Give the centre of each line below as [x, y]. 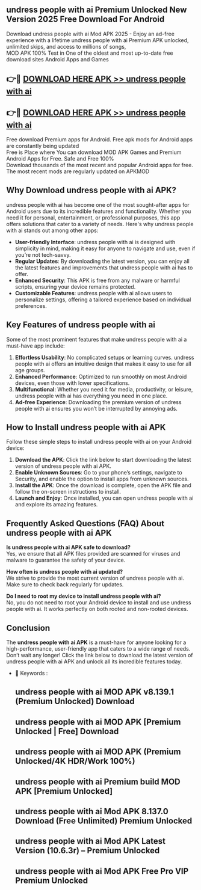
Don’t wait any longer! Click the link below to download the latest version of [100, 655]
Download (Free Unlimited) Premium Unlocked [104, 821]
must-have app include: [36, 346]
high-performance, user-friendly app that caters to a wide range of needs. [98, 649]
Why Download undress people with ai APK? [91, 190]
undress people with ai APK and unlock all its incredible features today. [94, 661]
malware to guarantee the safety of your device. [66, 560]
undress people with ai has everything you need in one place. [91, 396]
